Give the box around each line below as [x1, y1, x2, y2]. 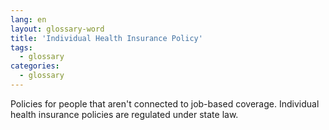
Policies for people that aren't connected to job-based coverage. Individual [10, 97, 320, 110]
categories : [10, 61, 60, 71]
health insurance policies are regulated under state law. [10, 108, 239, 120]
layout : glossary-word [10, 24, 105, 34]
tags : [10, 42, 33, 53]
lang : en [10, 14, 47, 25]
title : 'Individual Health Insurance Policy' [10, 33, 203, 43]
